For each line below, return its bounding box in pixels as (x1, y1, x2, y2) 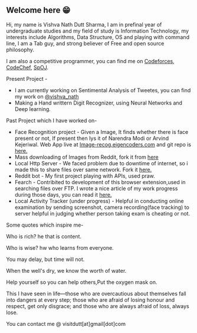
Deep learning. (14, 105, 51, 112)
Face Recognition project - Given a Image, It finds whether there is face (14, 128, 189, 135)
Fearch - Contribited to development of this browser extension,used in (14, 178, 186, 185)
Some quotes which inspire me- (6, 221, 84, 228)
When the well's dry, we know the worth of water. (6, 267, 127, 274)
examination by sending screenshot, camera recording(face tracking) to (14, 204, 190, 211)
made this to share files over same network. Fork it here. (14, 166, 152, 173)
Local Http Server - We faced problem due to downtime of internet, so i (14, 159, 188, 166)
